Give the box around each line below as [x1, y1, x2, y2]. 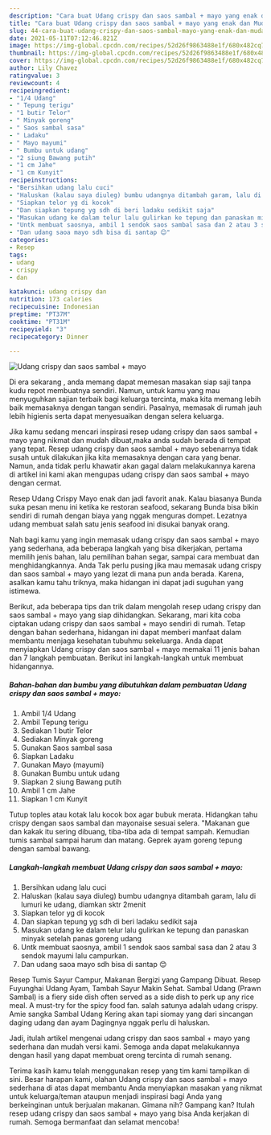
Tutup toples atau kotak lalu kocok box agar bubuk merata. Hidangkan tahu [9, 809, 258, 820]
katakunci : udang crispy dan [9, 288, 107, 296]
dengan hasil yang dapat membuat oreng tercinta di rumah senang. [9, 1051, 232, 1060]
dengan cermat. [9, 478, 63, 488]
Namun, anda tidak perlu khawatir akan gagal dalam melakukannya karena [9, 461, 256, 471]
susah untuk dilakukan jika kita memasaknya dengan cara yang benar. [9, 453, 241, 462]
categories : [9, 236, 49, 244]
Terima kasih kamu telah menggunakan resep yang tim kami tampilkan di [9, 1066, 250, 1076]
